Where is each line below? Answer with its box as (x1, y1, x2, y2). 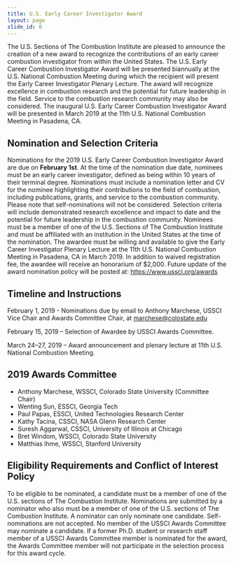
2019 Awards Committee (7, 369, 117, 380)
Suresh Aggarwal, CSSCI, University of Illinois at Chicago (17, 425, 183, 433)
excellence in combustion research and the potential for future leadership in (7, 87, 226, 95)
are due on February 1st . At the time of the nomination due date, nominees (7, 163, 223, 172)
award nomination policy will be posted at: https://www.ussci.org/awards (7, 268, 218, 276)
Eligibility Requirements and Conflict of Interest (7, 460, 219, 472)
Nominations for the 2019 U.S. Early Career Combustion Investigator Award (7, 156, 224, 165)
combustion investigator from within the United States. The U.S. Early (7, 57, 207, 66)
